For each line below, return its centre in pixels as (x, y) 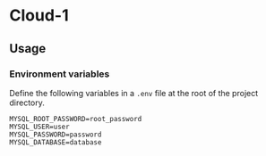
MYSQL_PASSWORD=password (56, 135)
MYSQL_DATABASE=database (56, 142)
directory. (27, 103)
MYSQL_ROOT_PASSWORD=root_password (76, 119)
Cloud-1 (39, 16)
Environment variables (60, 74)
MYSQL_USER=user (39, 127)
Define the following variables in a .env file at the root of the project (134, 93)
